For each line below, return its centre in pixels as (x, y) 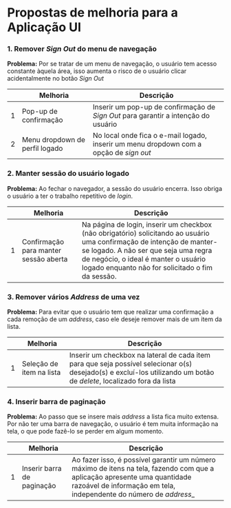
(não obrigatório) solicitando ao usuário (145, 233)
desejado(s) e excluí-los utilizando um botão (142, 372)
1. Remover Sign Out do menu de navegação (82, 49)
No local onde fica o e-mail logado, (150, 136)
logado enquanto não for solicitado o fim (147, 267)
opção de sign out (122, 153)
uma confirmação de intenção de (135, 241)
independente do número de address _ (133, 494)
